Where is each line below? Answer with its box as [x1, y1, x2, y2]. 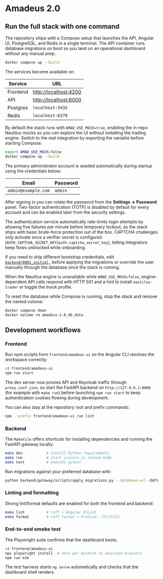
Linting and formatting [5, 489, 59, 496]
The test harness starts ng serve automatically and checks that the [5, 564, 139, 570]
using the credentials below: [5, 168, 62, 174]
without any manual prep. [5, 51, 56, 56]
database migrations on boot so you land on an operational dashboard [5, 46, 146, 51]
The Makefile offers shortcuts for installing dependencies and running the [5, 436, 153, 442]
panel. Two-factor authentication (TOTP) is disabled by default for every [5, 204, 149, 210]
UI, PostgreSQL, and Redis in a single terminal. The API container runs [5, 40, 145, 46]
